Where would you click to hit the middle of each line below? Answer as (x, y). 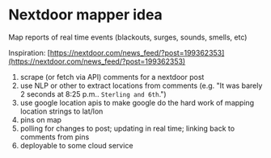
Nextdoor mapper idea (86, 15)
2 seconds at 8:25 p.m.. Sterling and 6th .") (93, 94)
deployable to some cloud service (76, 145)
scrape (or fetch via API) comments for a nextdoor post (112, 77)
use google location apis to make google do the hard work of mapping (137, 102)
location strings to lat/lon (61, 111)
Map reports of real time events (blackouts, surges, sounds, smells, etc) (128, 37)
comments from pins (55, 137)
